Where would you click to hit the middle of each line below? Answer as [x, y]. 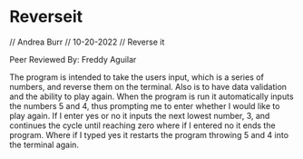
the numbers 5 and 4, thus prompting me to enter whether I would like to [145, 105]
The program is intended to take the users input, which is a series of [137, 77]
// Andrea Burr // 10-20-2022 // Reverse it [87, 42]
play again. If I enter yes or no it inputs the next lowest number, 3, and [140, 115]
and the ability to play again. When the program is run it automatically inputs [151, 96]
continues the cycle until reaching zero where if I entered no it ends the [142, 125]
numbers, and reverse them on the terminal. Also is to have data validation [148, 86]
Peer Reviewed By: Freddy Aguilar [73, 59]
